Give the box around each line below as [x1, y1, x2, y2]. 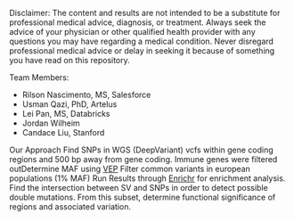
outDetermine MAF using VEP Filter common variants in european [9, 164, 251, 174]
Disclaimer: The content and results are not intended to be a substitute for [9, 8, 281, 18]
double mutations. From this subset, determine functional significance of [9, 192, 276, 202]
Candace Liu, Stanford [21, 127, 105, 137]
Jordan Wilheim [21, 118, 80, 128]
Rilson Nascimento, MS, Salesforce [21, 89, 151, 100]
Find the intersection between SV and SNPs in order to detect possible [9, 183, 269, 192]
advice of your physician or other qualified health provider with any [9, 27, 256, 37]
